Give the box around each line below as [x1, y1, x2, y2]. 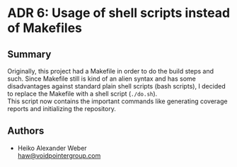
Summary [7, 48, 52, 60]
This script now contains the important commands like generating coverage [7, 97, 228, 105]
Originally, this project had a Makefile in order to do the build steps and [7, 67, 214, 75]
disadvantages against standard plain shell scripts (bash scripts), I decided [7, 82, 226, 90]
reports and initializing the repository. [7, 105, 117, 113]
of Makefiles [7, 20, 83, 36]
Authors [7, 125, 45, 137]
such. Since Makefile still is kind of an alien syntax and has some [7, 74, 196, 83]
